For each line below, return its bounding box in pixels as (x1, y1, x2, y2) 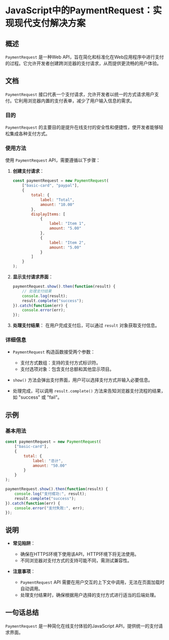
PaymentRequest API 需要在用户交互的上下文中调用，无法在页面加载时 (20, 579, 165, 585)
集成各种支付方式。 (9, 131, 50, 137)
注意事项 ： (12, 568, 36, 575)
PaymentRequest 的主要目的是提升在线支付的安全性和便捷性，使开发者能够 (5, 124, 159, 130)
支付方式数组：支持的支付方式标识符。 (20, 360, 101, 366)
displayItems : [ (31, 212, 66, 217)
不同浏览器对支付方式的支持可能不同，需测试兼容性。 (20, 558, 132, 564)
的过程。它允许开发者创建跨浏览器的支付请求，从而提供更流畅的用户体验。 (5, 60, 161, 66)
